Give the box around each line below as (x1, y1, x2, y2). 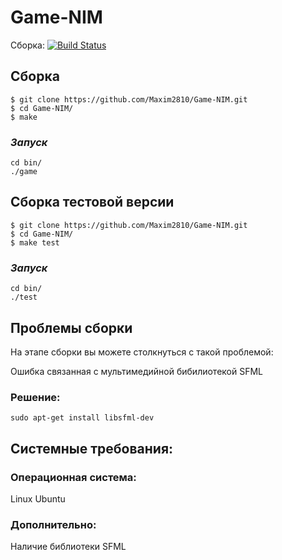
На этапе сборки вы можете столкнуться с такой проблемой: (10, 346, 274, 358)
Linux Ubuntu (10, 492, 66, 505)
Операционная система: (10, 470, 137, 484)
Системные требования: (10, 440, 174, 457)
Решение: (10, 390, 61, 404)
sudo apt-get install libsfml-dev (10, 413, 155, 423)
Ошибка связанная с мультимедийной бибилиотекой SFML (10, 365, 264, 377)
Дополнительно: (10, 517, 97, 531)
